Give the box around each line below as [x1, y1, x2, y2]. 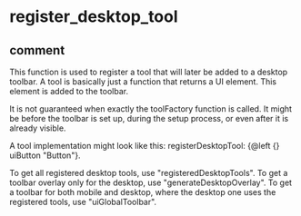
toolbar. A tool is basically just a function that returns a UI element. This [9, 76, 277, 87]
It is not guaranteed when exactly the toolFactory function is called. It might [9, 103, 293, 114]
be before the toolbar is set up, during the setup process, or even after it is [9, 113, 289, 123]
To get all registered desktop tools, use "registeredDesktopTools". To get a [9, 168, 288, 178]
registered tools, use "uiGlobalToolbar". [9, 197, 157, 207]
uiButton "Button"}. [9, 150, 81, 161]
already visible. [9, 123, 66, 133]
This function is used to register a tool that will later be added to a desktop [9, 66, 288, 77]
